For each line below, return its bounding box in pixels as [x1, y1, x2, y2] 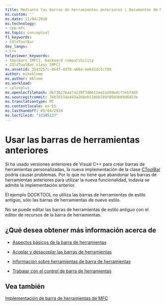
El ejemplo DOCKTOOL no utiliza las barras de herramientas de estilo [5, 191, 146, 198]
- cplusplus [5, 85, 30, 90]
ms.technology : [5, 21, 37, 26]
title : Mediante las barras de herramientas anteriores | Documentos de [5, 7, 158, 12]
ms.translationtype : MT [5, 99, 54, 104]
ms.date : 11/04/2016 [5, 16, 48, 21]
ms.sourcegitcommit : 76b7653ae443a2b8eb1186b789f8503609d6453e [5, 94, 138, 99]
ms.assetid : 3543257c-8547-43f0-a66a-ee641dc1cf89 [5, 67, 112, 72]
